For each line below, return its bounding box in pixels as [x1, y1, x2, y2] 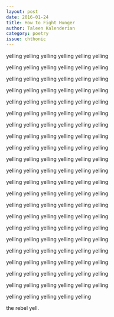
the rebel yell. [6, 305, 40, 311]
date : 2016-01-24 [6, 14, 49, 20]
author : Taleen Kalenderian [6, 25, 76, 31]
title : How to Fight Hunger [6, 20, 76, 25]
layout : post [6, 8, 38, 15]
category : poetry [6, 31, 49, 37]
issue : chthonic [6, 36, 46, 42]
